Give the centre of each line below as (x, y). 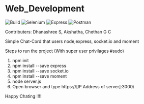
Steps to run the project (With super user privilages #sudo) (65, 51)
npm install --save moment (40, 76)
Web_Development (45, 9)
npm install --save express (39, 66)
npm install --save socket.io (40, 71)
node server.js (27, 81)
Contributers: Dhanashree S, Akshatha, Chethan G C (58, 32)
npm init (20, 60)
